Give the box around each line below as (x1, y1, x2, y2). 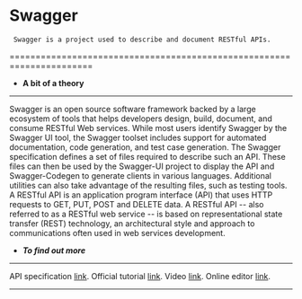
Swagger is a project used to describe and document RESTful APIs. (13, 35, 271, 44)
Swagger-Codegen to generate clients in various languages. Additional (9, 170, 272, 180)
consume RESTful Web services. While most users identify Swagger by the (9, 122, 288, 133)
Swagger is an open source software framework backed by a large (9, 103, 256, 114)
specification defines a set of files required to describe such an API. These (9, 151, 286, 162)
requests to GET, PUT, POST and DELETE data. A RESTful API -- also (9, 198, 264, 209)
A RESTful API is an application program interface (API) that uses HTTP (9, 189, 273, 200)
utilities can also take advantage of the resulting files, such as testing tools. (9, 180, 288, 190)
